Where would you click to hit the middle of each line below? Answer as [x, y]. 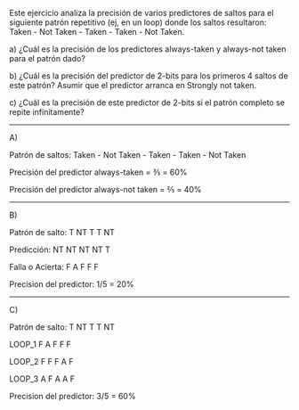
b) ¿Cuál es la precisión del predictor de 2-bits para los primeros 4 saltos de [149, 76]
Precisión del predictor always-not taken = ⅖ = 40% [105, 189]
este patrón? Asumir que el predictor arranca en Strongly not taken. [133, 85]
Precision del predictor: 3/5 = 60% [73, 396]
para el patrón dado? [48, 58]
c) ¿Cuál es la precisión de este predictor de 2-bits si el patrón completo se [147, 102]
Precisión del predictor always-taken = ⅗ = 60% [98, 172]
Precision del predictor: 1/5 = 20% [72, 284]
